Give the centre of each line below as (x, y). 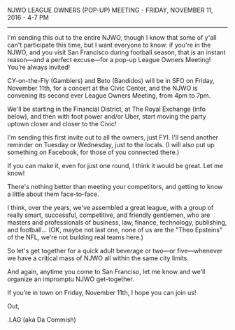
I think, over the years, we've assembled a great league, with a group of (111, 208)
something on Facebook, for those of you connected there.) (93, 152)
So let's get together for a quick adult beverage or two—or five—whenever (115, 251)
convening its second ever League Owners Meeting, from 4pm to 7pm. (109, 96)
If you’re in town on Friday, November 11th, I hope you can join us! (102, 293)
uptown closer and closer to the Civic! (62, 124)
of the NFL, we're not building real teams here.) (75, 237)
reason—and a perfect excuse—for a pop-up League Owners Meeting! (109, 60)
